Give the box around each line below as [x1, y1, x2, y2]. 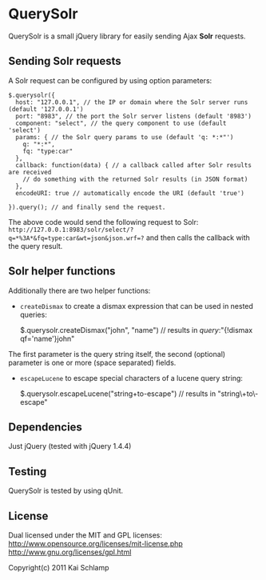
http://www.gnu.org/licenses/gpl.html [8, 547, 132, 557]
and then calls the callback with [145, 233, 250, 242]
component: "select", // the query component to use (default [15, 119, 227, 127]
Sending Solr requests [8, 54, 121, 68]
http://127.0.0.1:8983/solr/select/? [8, 226, 134, 234]
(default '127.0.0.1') [8, 105, 84, 113]
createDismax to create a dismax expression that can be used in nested [19, 301, 254, 310]
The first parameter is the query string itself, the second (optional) [8, 349, 226, 358]
